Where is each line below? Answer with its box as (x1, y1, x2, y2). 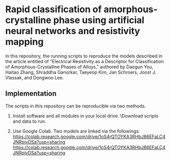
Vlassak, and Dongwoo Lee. (5, 74, 64, 81)
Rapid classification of (5, 4, 102, 15)
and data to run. (12, 118, 46, 124)
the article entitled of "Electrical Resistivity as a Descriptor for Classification (5, 58, 164, 64)
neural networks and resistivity (5, 25, 140, 37)
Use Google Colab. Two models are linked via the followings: (12, 128, 140, 134)
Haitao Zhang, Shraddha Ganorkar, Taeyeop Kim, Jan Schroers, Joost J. (5, 69, 156, 75)
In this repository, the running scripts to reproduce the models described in (5, 52, 163, 59)
